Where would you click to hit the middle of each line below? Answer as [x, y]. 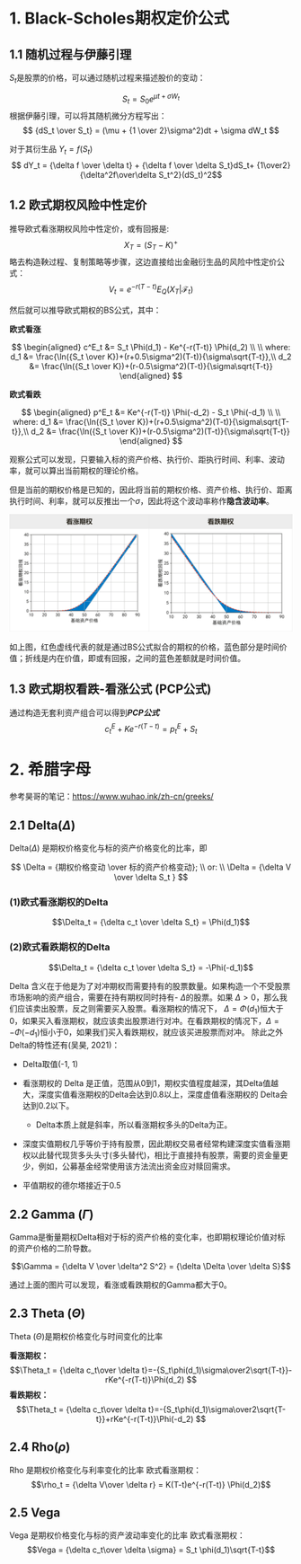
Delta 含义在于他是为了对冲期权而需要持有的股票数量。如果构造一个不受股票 [150, 985]
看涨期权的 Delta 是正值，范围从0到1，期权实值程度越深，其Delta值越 [150, 1083]
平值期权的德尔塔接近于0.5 [71, 1186]
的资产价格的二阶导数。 [53, 1248]
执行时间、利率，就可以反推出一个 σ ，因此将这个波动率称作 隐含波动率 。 [142, 500]
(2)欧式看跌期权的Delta [60, 947]
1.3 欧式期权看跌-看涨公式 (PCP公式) [111, 689]
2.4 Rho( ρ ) [40, 1447]
